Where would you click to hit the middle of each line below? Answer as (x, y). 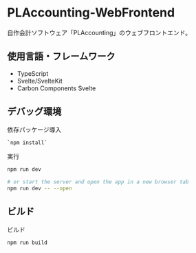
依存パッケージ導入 (34, 130)
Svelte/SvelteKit (40, 81)
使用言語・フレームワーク (61, 57)
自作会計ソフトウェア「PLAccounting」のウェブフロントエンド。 (99, 32)
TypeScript (33, 73)
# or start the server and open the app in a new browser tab (98, 182)
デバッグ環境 (34, 112)
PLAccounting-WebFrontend (91, 13)
